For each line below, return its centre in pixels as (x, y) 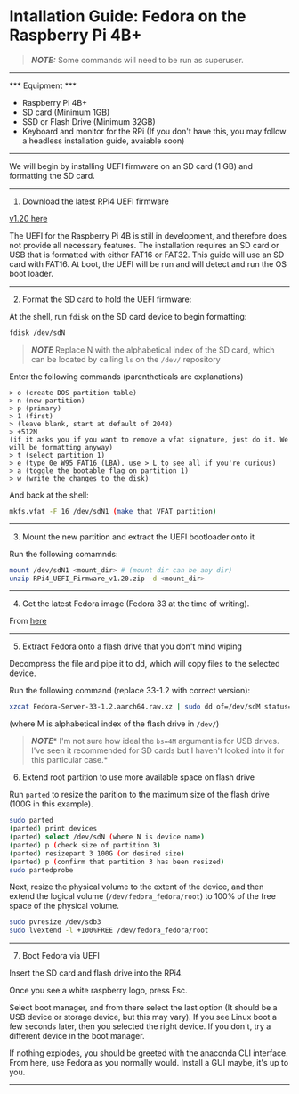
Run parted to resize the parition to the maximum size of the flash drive (139, 795)
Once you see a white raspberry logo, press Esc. (99, 991)
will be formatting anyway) (61, 447)
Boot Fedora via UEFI (61, 956)
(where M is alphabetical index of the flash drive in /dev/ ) (114, 724)
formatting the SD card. (52, 175)
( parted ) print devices (53, 829)
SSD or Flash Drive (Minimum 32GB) (89, 121)
